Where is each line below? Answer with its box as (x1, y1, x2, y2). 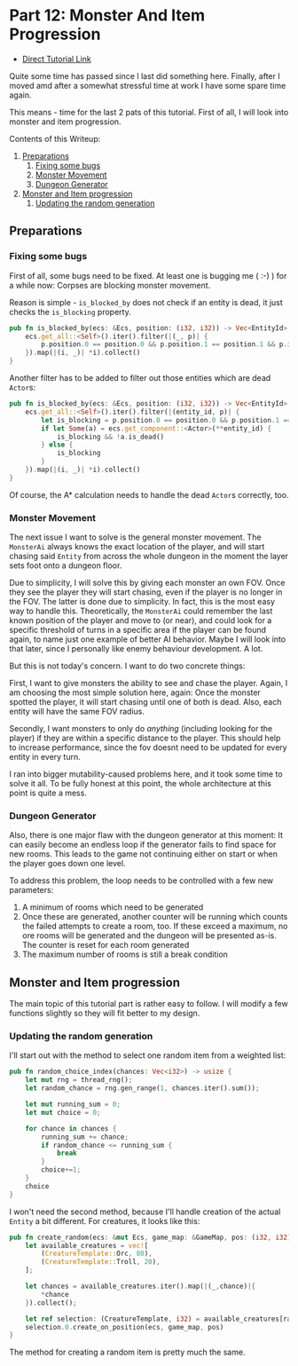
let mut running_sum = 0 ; (25, 1100, 122, 1109)
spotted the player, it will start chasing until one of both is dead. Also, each (9, 697, 282, 707)
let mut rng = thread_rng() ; (25, 1076, 133, 1085)
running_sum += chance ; (41, 1133, 129, 1141)
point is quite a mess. (9, 787, 87, 799)
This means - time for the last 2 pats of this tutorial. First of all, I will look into (9, 107, 289, 117)
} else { (41, 440, 74, 449)
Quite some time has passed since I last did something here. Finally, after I (9, 70, 281, 81)
